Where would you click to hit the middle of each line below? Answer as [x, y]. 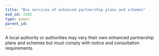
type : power [17, 19]
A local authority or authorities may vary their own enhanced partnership [79, 38]
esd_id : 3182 [19, 14]
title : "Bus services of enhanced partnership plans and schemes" [75, 10]
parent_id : [16, 24]
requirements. [19, 48]
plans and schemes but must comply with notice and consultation [73, 43]
